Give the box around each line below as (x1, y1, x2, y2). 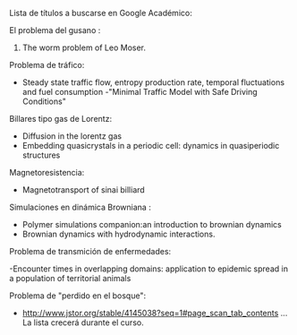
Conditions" (21, 96, 67, 107)
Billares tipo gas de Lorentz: (9, 114, 113, 124)
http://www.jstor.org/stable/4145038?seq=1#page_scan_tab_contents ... (21, 308, 288, 318)
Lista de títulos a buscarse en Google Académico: (9, 8, 192, 18)
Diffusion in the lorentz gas (21, 131, 123, 142)
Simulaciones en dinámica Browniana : (9, 202, 152, 212)
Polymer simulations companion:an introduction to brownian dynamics (21, 219, 282, 229)
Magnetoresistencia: (9, 167, 85, 177)
